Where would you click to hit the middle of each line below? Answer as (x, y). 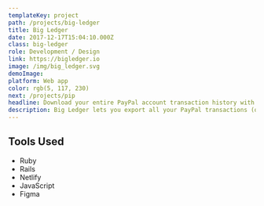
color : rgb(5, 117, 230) (49, 88)
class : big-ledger (38, 45)
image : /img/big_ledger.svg (54, 67)
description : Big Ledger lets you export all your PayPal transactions (128, 110)
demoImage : (26, 74)
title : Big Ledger (38, 30)
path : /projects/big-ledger (54, 23)
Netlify (30, 177)
